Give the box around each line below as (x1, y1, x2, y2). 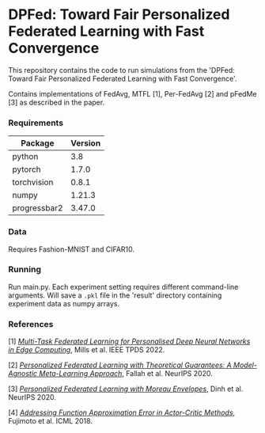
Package (21, 138, 55, 149)
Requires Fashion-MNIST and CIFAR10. (8, 244, 135, 254)
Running (8, 264, 42, 275)
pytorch (12, 164, 41, 175)
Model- (233, 360, 257, 370)
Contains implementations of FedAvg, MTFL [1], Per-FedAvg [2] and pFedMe (8, 89, 257, 98)
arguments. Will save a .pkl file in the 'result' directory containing (8, 291, 222, 300)
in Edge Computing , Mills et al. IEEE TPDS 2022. (8, 345, 165, 355)
